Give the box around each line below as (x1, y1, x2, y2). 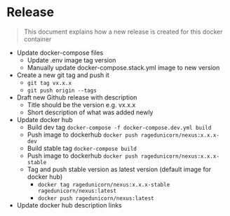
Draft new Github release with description (16, 93, 137, 102)
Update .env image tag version (27, 55, 116, 64)
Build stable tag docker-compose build (27, 144, 137, 152)
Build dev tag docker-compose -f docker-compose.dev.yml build (27, 123, 212, 131)
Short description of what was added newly (27, 108, 154, 116)
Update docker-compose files (16, 48, 104, 57)
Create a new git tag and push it (16, 71, 109, 79)
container (23, 34, 52, 43)
